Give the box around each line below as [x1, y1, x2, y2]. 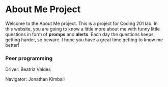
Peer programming [5, 54, 53, 62]
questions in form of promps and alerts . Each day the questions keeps [5, 31, 154, 37]
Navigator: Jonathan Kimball [5, 76, 65, 82]
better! [5, 42, 19, 48]
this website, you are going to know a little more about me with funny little [5, 25, 160, 32]
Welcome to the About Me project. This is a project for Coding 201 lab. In [5, 20, 158, 26]
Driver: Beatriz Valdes [5, 66, 51, 72]
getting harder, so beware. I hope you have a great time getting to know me [5, 37, 163, 43]
